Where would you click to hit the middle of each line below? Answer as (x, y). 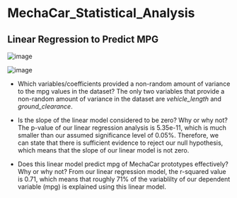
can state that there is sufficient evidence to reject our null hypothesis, (120, 143)
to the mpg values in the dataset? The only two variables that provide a (121, 91)
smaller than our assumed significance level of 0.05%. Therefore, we (118, 135)
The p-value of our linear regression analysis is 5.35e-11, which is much (122, 128)
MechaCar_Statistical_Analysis (101, 13)
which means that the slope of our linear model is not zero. (103, 150)
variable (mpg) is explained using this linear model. (92, 187)
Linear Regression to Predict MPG (83, 39)
